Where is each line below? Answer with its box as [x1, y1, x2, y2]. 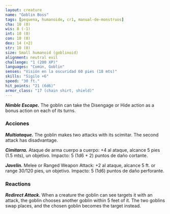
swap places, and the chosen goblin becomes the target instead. [5, 203, 141, 209]
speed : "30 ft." [5, 78, 40, 84]
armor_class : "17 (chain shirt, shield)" [5, 88, 95, 93]
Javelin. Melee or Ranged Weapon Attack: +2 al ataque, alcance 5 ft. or [5, 162, 156, 168]
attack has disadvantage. [5, 137, 59, 143]
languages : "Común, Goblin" [5, 64, 65, 69]
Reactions [5, 180, 31, 188]
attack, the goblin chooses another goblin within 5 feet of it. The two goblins [5, 197, 165, 204]
